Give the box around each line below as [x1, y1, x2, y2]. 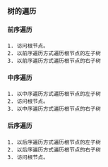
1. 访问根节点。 [7, 42, 49, 50]
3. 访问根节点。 [7, 154, 49, 161]
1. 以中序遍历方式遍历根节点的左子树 [7, 90, 101, 98]
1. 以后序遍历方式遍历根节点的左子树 [7, 139, 101, 146]
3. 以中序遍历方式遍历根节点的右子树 [7, 106, 101, 113]
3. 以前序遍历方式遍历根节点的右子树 [7, 58, 101, 65]
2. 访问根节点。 [7, 98, 49, 105]
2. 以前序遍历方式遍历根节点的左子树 [7, 50, 101, 57]
